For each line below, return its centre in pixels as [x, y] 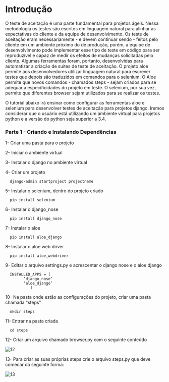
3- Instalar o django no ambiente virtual [46, 162]
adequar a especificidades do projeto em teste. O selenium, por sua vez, [81, 87]
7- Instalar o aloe [23, 228]
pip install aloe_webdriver [39, 256]
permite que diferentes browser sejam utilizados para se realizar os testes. [83, 93]
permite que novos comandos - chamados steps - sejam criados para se [81, 82]
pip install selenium [33, 200]
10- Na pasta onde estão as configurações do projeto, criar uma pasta [78, 297]
